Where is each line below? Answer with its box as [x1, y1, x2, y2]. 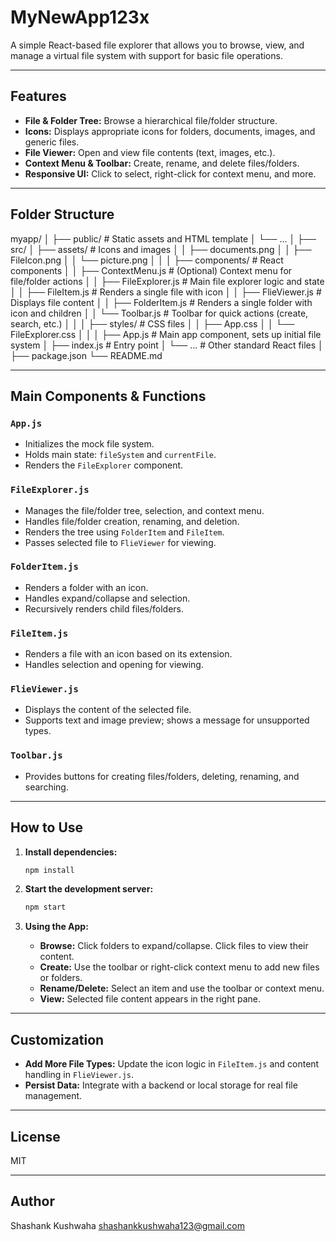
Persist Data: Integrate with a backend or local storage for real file [24, 1079, 298, 1091]
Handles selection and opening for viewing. [24, 659, 204, 671]
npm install [24, 865, 75, 875]
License [10, 1128, 61, 1145]
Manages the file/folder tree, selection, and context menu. [24, 504, 265, 516]
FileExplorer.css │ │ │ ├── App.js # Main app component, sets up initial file [10, 328, 322, 340]
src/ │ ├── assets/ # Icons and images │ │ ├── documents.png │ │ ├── [10, 243, 312, 255]
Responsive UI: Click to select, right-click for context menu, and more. [24, 167, 317, 180]
